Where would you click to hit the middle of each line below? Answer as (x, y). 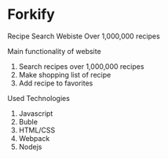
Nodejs (30, 146)
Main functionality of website (54, 51)
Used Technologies (38, 98)
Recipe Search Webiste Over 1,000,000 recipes (84, 36)
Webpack (34, 138)
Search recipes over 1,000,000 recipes (81, 66)
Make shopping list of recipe (65, 74)
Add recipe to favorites (56, 83)
